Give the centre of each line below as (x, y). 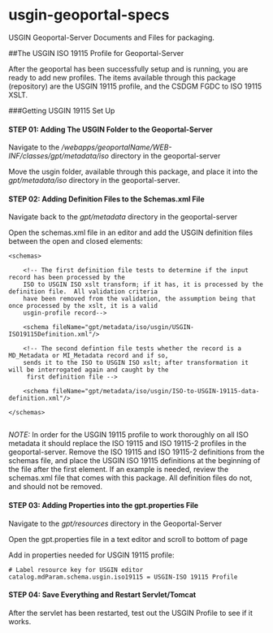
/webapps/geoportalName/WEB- (117, 147)
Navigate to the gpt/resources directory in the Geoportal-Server (115, 523)
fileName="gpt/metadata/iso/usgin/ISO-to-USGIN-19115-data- (156, 392)
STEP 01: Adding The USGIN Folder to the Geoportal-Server (110, 129)
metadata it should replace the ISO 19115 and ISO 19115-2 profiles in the (128, 444)
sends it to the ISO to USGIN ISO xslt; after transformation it (136, 363)
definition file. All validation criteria (83, 292)
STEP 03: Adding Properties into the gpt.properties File (104, 505)
